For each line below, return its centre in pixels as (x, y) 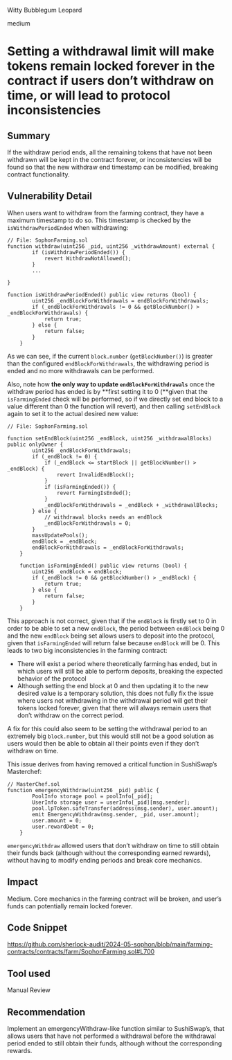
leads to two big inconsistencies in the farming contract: (87, 650)
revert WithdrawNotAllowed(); (88, 258)
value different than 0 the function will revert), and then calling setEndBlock (114, 406)
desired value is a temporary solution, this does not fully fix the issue (115, 693)
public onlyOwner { (35, 444)
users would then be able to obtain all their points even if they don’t (103, 743)
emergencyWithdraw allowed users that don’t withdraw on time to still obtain (113, 845)
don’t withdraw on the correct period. (71, 715)
